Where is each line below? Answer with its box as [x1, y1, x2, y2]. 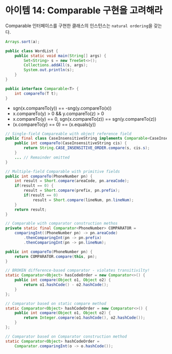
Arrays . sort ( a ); [5, 39, 40, 44]
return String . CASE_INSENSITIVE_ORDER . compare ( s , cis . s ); [24, 145, 150, 151]
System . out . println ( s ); [24, 68, 74, 73]
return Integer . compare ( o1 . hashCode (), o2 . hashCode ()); [24, 315, 145, 320]
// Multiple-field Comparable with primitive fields [5, 169, 120, 174]
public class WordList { [5, 48, 58, 54]
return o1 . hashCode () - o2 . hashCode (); [24, 282, 109, 287]
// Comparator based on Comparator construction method [5, 334, 127, 339]
